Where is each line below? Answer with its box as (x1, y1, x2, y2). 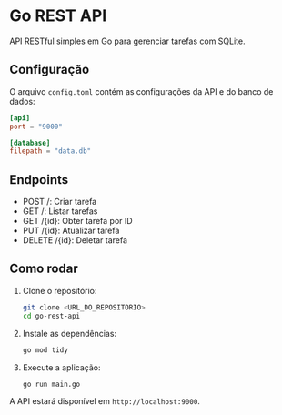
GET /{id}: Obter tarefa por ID (22, 216, 134, 227)
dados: (9, 96, 35, 106)
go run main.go (22, 380, 81, 389)
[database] (9, 138, 51, 147)
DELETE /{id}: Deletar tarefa (22, 235, 128, 246)
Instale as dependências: (22, 328, 116, 339)
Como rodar (9, 261, 79, 277)
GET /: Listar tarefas (22, 206, 98, 217)
